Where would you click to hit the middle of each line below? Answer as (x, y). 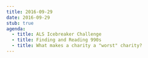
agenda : (16, 29)
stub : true (20, 23)
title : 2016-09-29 (29, 12)
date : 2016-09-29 (28, 18)
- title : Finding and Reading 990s (57, 40)
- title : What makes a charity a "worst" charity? (77, 46)
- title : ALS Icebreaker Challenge (57, 34)
